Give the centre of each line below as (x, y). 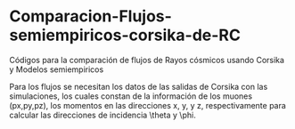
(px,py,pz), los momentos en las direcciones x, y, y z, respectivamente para (148, 105)
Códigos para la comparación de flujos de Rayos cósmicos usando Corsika (147, 60)
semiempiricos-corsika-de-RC (125, 35)
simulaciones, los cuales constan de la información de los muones (131, 96)
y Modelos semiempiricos (57, 69)
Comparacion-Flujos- (90, 16)
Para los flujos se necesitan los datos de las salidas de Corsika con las (139, 86)
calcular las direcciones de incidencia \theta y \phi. (102, 115)
